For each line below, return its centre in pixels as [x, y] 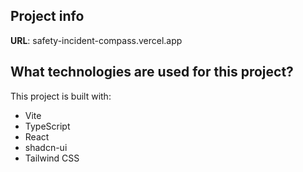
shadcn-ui [46, 147]
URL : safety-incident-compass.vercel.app [96, 40]
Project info [47, 16]
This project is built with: [61, 96]
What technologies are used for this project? [152, 72]
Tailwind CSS [52, 158]
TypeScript [47, 126]
